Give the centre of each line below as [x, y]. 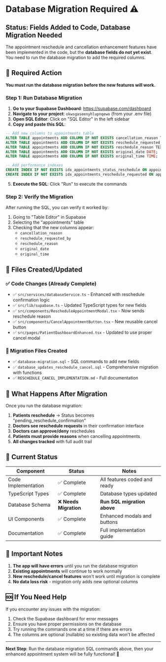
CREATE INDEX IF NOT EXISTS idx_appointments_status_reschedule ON [76, 170]
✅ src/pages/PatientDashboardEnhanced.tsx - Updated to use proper [82, 332]
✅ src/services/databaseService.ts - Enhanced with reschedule [79, 294]
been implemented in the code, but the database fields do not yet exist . [79, 52]
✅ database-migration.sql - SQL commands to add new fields [76, 362]
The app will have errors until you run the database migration [75, 566]
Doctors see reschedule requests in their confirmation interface [78, 426]
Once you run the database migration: [44, 406]
